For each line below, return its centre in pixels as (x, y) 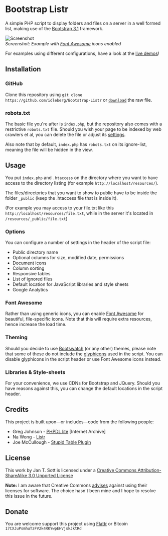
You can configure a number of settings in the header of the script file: (78, 243)
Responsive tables (31, 274)
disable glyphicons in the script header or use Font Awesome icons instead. (83, 359)
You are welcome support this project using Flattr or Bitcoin (66, 524)
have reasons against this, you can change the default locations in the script (84, 388)
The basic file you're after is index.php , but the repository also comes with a (83, 124)
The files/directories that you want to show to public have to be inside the (81, 193)
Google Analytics (30, 290)
